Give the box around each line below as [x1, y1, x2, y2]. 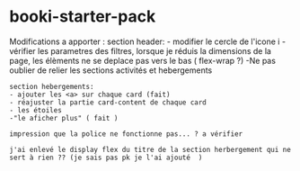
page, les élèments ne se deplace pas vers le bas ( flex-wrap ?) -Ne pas [9, 55, 277, 66]
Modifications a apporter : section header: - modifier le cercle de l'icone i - [9, 36, 286, 47]
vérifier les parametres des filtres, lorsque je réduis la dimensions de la [9, 45, 272, 56]
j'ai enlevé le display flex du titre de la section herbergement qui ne [9, 145, 292, 154]
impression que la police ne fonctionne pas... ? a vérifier [9, 129, 243, 139]
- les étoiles [9, 105, 63, 114]
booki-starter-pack [9, 6, 156, 27]
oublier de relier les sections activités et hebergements [9, 65, 213, 76]
